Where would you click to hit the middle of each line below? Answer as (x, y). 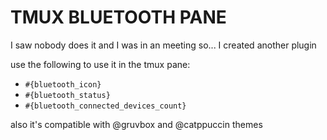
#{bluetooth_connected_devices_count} (105, 106)
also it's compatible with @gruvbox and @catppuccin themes (136, 124)
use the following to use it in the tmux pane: (100, 64)
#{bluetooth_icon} (63, 84)
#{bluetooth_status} (67, 95)
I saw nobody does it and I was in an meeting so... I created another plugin (163, 45)
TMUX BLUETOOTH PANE (118, 17)
